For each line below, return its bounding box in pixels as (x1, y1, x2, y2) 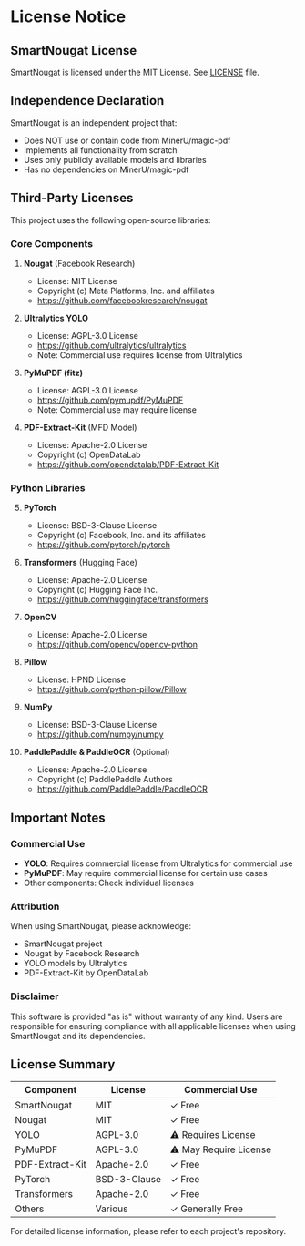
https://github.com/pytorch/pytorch (36, 539, 171, 550)
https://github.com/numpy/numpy (36, 729, 164, 740)
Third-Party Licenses (10, 190, 134, 206)
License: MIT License (36, 275, 117, 286)
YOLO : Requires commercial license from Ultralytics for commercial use (23, 858, 293, 869)
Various (95, 1202, 128, 1215)
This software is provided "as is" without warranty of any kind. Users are (10, 1011, 283, 1022)
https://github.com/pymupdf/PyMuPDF (36, 394, 184, 405)
